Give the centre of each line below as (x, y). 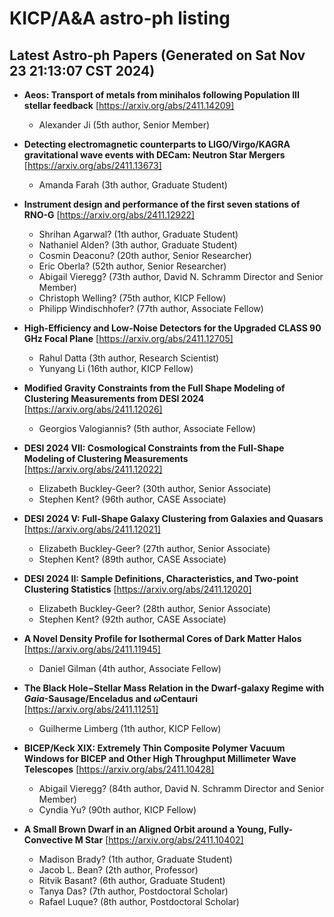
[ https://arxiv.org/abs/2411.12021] (92, 529)
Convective (48, 840)
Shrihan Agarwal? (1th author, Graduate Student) (138, 234)
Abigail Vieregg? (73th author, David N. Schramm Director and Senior (181, 276)
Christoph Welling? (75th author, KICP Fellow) (132, 298)
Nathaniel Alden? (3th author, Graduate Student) (138, 245)
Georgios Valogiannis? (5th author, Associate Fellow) (147, 428)
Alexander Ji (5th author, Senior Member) (124, 125)
